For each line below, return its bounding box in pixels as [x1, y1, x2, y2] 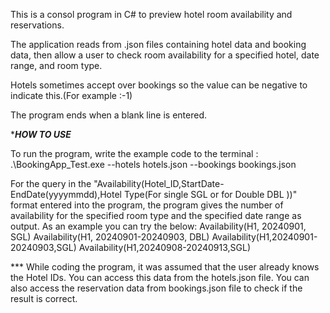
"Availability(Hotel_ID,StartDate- [93, 178, 225, 189]
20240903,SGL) [10, 242, 77, 253]
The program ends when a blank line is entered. [10, 109, 208, 121]
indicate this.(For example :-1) [10, 90, 133, 101]
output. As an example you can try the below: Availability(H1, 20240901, [10, 220, 307, 232]
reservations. [10, 19, 65, 31]
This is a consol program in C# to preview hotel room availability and [10, 9, 293, 20]
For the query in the [10, 178, 92, 189]
